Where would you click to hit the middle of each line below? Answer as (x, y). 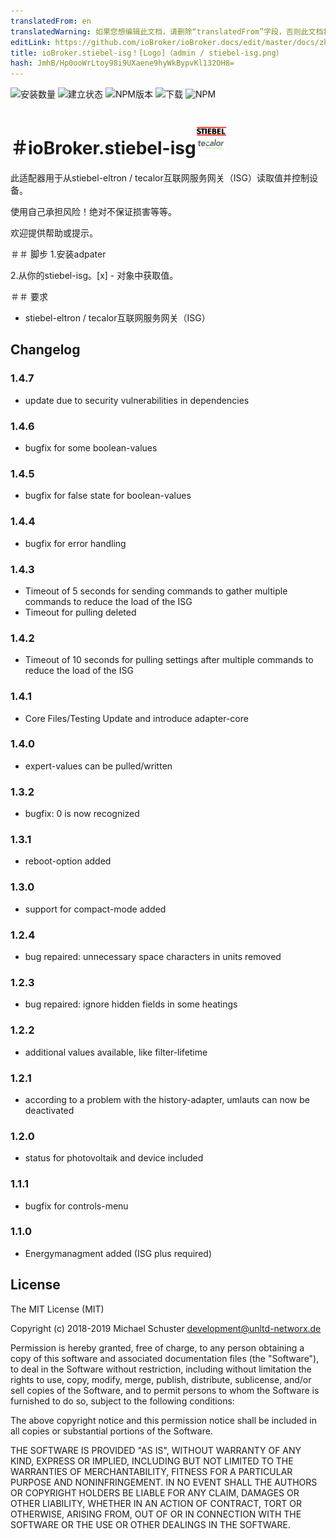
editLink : (31, 42)
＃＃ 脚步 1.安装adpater (58, 254)
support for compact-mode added (95, 909)
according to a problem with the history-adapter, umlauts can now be (167, 1099)
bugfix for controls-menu (76, 1206)
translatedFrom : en (51, 21)
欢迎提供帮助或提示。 (54, 233)
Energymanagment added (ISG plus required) (118, 1253)
